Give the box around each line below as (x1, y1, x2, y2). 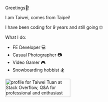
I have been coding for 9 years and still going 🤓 (5, 24, 103, 30)
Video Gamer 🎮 (12, 59, 46, 65)
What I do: (5, 34, 26, 40)
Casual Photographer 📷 (12, 52, 62, 58)
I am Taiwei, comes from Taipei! (5, 15, 71, 20)
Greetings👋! (5, 5, 30, 11)
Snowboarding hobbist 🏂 (12, 67, 65, 73)
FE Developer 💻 (12, 44, 46, 50)
